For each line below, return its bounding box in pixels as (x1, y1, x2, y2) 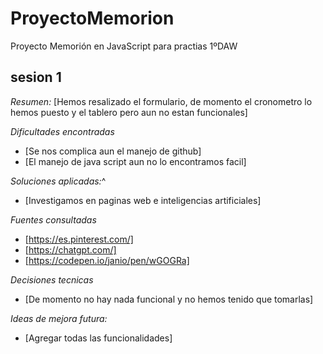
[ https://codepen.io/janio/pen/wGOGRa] (24, 254, 190, 266)
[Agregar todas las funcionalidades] (24, 332, 173, 344)
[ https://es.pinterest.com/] (24, 233, 134, 245)
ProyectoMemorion (10, 7, 175, 30)
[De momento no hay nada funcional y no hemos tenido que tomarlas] (24, 293, 314, 305)
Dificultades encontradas (10, 125, 115, 137)
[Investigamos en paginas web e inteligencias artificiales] (24, 194, 262, 206)
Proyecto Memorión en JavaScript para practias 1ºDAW (10, 40, 238, 52)
